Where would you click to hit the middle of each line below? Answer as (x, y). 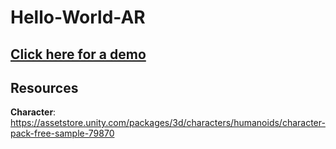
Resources (44, 87)
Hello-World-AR (78, 17)
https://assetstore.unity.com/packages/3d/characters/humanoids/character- (168, 123)
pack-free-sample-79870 (62, 133)
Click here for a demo (78, 54)
